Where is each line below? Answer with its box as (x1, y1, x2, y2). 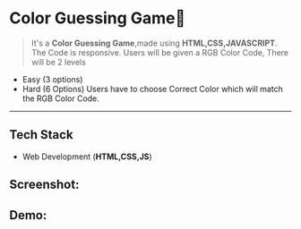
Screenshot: (9, 177, 80, 192)
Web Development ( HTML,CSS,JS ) (21, 151, 152, 162)
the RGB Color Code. (21, 93, 100, 104)
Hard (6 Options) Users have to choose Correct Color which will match (21, 83, 284, 94)
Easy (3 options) (21, 73, 83, 84)
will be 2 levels (30, 56, 87, 67)
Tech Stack (9, 127, 73, 142)
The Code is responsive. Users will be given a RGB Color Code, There (30, 47, 289, 57)
